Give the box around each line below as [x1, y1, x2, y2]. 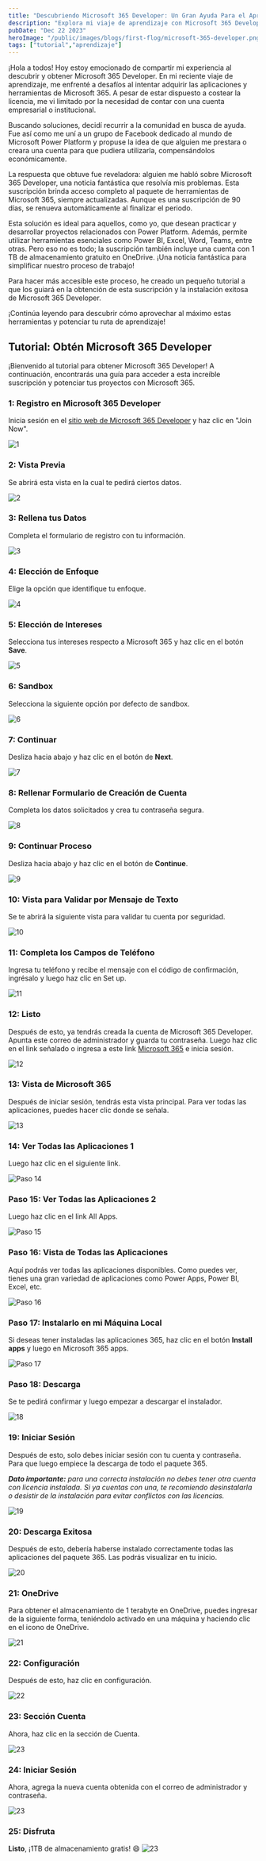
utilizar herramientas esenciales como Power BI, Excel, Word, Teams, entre [8, 236, 253, 245]
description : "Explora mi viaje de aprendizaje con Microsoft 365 [8, 19, 232, 27]
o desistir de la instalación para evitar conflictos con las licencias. [8, 1490, 225, 1501]
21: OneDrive [8, 1587, 59, 1598]
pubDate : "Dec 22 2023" [8, 26, 87, 34]
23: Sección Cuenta [8, 1711, 86, 1722]
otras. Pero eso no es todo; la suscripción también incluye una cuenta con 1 [8, 244, 255, 254]
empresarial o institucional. [8, 105, 97, 115]
